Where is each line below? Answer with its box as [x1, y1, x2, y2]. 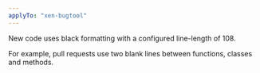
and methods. [8, 57, 54, 67]
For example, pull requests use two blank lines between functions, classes [8, 48, 253, 58]
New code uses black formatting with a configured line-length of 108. [8, 33, 237, 43]
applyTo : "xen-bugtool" [8, 11, 88, 20]
